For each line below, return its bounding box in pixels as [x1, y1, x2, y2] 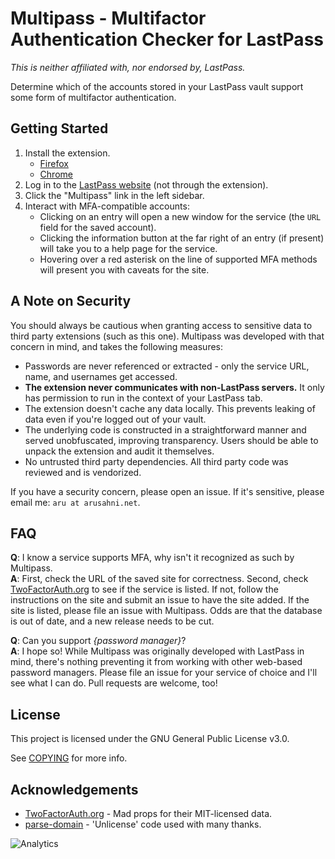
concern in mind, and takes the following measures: [10, 340, 224, 352]
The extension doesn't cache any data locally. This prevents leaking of [24, 402, 316, 414]
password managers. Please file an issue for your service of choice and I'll [10, 667, 318, 679]
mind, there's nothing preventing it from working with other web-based [10, 656, 303, 668]
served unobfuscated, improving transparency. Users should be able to [24, 434, 319, 446]
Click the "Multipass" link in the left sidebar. [24, 189, 205, 201]
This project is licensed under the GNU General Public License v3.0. [10, 733, 290, 745]
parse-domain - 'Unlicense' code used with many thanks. [24, 818, 262, 830]
